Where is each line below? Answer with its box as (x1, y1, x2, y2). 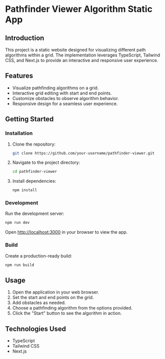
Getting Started (5, 115, 54, 123)
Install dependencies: (12, 178, 56, 184)
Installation (5, 130, 33, 137)
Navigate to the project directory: (12, 159, 80, 165)
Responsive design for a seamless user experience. (12, 101, 118, 106)
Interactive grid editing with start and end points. (12, 90, 112, 96)
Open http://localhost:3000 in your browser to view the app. (5, 229, 128, 235)
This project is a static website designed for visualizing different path (5, 47, 146, 52)
